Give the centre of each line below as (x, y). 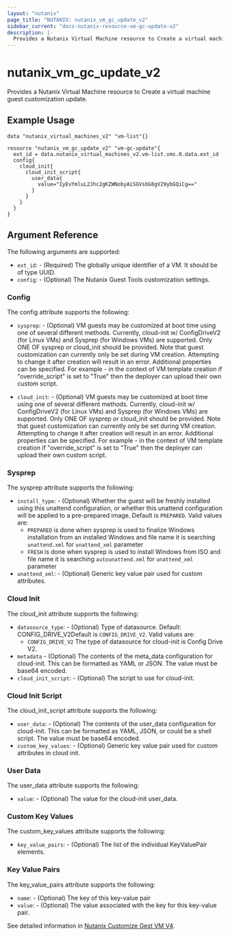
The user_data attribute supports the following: (73, 785)
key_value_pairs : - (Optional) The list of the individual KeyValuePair (112, 845)
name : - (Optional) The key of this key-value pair (84, 898)
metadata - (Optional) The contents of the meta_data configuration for (115, 656)
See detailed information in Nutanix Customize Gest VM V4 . (91, 926)
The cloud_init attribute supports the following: (73, 614)
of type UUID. (36, 272)
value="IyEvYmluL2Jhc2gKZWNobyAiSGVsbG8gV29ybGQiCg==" (117, 184)
